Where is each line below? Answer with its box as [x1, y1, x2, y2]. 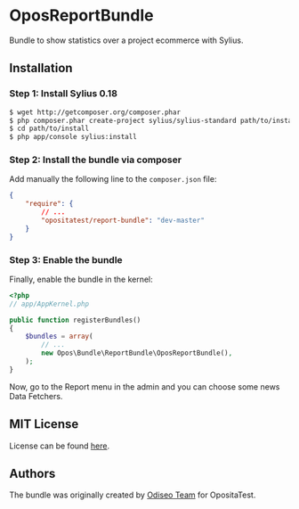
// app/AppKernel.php [9, 300, 90, 308]
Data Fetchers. [9, 390, 63, 401]
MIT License [9, 416, 79, 432]
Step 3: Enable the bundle [9, 253, 123, 266]
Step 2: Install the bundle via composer [9, 153, 182, 166]
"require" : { [25, 200, 74, 209]
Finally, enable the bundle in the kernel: [9, 274, 153, 284]
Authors [9, 466, 56, 481]
